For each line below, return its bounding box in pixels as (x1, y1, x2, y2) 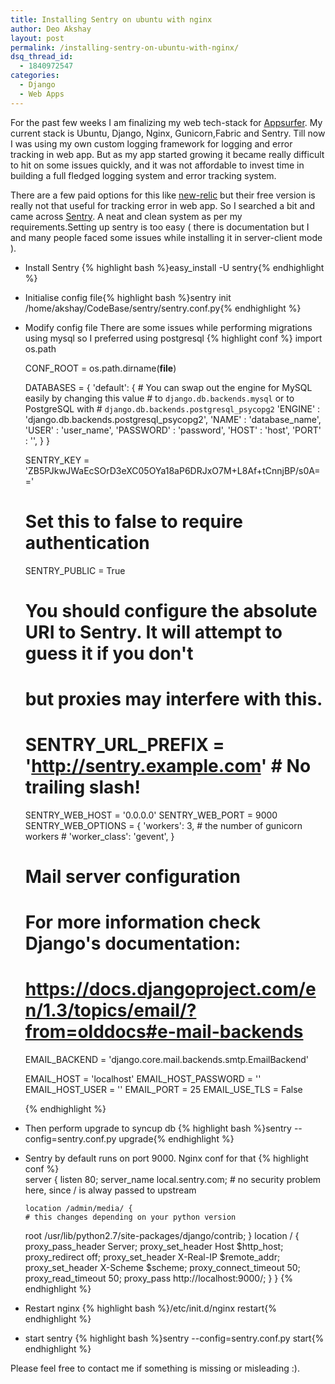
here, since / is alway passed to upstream (24, 1184, 197, 1196)
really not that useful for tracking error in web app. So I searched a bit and (10, 199, 316, 211)
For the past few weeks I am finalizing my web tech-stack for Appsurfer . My (10, 116, 323, 128)
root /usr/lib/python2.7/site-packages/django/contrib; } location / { (24, 1230, 300, 1242)
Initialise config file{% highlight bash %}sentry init (24, 291, 232, 303)
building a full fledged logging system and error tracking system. (10, 169, 277, 181)
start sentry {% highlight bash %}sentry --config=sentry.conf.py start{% (24, 1332, 325, 1345)
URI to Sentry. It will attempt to (24, 621, 283, 643)
